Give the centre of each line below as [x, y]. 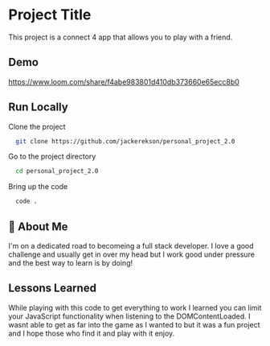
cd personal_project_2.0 [57, 171]
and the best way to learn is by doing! [71, 263]
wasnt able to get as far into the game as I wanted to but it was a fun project [134, 324]
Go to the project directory [52, 157]
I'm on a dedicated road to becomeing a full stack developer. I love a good [131, 246]
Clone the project [37, 126]
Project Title [50, 15]
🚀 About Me [38, 227]
